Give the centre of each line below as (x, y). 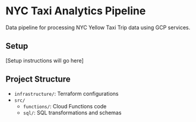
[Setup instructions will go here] (45, 60)
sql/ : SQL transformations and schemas (72, 112)
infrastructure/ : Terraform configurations (66, 93)
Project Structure (38, 79)
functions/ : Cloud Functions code (65, 106)
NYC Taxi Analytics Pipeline (76, 11)
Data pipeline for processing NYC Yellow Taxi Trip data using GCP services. (98, 27)
